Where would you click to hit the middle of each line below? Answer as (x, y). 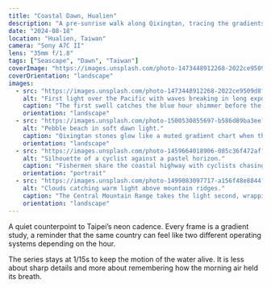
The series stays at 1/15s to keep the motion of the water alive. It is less (126, 259)
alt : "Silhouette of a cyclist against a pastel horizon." (124, 158)
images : (21, 83)
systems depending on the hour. (62, 244)
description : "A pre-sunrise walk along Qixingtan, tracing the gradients (137, 23)
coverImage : (28, 69)
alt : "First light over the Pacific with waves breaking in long (135, 98)
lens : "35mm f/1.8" (41, 53)
